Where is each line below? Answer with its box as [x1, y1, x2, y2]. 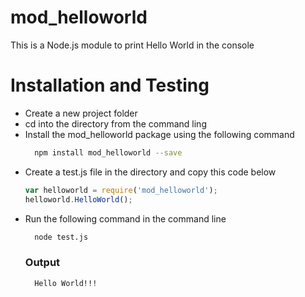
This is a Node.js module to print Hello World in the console [10, 39, 255, 51]
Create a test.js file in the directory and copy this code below [24, 166, 277, 178]
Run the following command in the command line [24, 212, 227, 225]
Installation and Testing [10, 74, 210, 97]
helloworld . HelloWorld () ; [24, 194, 133, 205]
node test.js [34, 232, 89, 242]
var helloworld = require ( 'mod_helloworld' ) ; [24, 185, 218, 195]
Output [24, 256, 61, 270]
